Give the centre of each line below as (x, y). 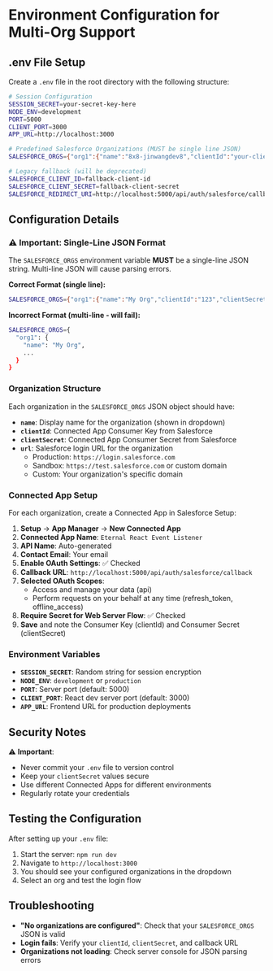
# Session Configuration (50, 97)
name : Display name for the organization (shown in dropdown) (123, 422)
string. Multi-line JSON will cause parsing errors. (90, 269)
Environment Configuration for (114, 15)
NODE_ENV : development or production (80, 681)
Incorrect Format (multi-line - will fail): (74, 316)
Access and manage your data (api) (92, 589)
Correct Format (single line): (57, 285)
